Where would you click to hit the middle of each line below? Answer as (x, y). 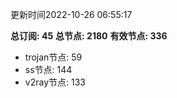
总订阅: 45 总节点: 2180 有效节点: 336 (89, 36)
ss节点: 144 (48, 69)
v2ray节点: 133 (55, 82)
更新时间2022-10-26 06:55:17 (71, 14)
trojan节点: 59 (53, 57)
